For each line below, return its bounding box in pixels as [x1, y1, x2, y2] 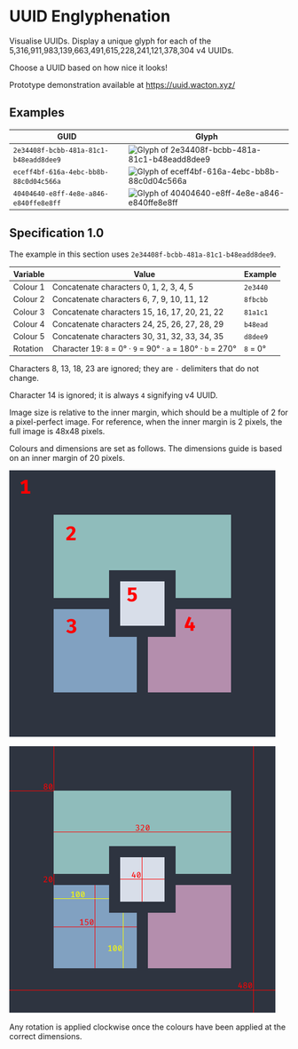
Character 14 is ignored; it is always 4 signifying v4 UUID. [9, 389, 218, 401]
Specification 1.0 [9, 225, 105, 241]
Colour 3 [12, 306, 45, 317]
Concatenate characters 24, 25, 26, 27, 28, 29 [51, 318, 224, 330]
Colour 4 [12, 318, 45, 330]
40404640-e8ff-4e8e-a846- [12, 189, 109, 198]
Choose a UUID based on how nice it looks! [9, 62, 169, 73]
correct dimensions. [9, 1030, 82, 1041]
